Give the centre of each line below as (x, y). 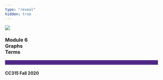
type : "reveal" (20, 9)
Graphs (14, 46)
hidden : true (18, 14)
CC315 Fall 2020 (22, 73)
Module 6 (16, 40)
